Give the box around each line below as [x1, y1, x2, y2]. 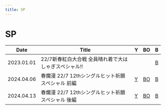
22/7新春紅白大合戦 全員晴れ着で [41, 55, 118, 62]
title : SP [5, 7, 26, 12]
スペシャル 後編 [41, 96, 77, 103]
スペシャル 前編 [41, 79, 77, 86]
